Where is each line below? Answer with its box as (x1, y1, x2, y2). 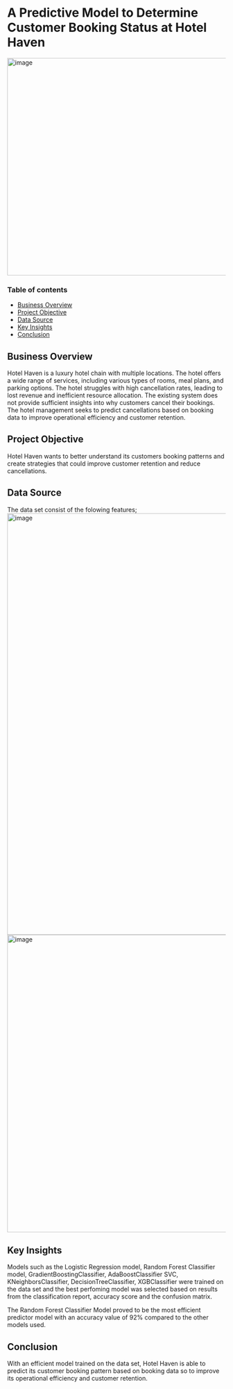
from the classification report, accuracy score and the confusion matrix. (7, 1292, 213, 1301)
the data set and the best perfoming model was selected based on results (7, 1285, 218, 1294)
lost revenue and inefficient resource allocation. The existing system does (7, 391, 218, 399)
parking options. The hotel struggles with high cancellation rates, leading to (7, 384, 223, 392)
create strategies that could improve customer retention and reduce (7, 459, 201, 468)
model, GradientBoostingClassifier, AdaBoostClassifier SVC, (7, 1270, 179, 1278)
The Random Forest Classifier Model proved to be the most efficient (7, 1306, 201, 1315)
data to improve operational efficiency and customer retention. (7, 413, 186, 422)
